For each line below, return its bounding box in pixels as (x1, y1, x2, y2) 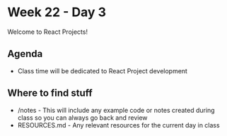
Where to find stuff (7, 87, 93, 99)
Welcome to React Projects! (7, 27, 88, 36)
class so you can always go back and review (17, 113, 148, 122)
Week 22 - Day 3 (7, 4, 107, 20)
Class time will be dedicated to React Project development (17, 66, 187, 75)
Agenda (7, 48, 43, 60)
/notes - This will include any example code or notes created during (17, 106, 215, 114)
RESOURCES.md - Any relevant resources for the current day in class (17, 120, 221, 129)
